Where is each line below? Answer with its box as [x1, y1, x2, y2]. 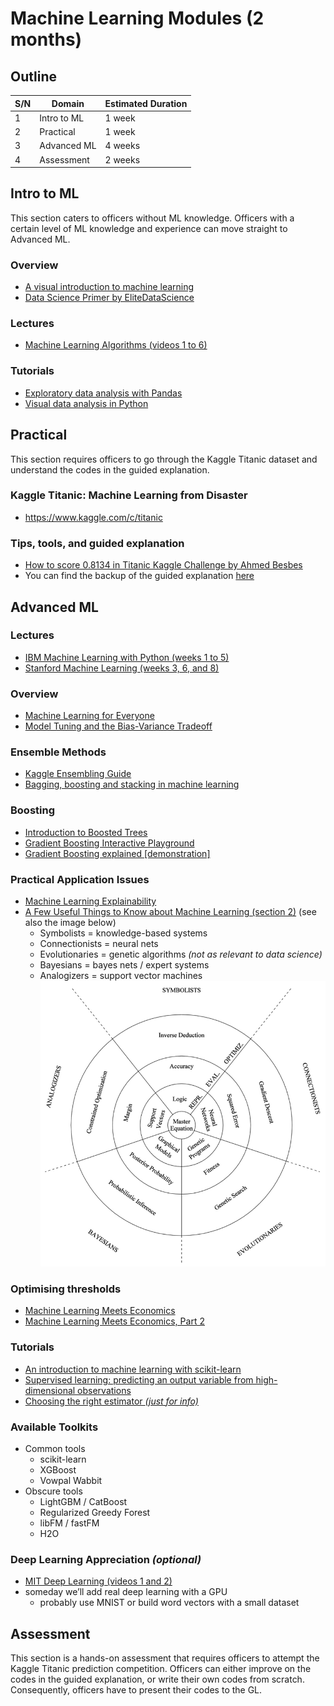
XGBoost [39, 1463, 77, 1476]
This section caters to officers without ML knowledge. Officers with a [10, 212, 295, 224]
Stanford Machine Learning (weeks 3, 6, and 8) [24, 662, 220, 674]
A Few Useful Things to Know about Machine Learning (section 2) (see [24, 905, 317, 917]
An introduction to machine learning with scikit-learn [24, 1363, 242, 1375]
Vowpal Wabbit [39, 1474, 103, 1486]
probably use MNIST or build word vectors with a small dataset [39, 1597, 300, 1609]
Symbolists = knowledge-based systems [39, 927, 208, 939]
